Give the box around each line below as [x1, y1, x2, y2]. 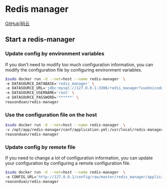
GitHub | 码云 [5, 20, 30, 26]
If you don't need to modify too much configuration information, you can [5, 61, 153, 68]
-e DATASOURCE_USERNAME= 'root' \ [5, 91, 75, 95]
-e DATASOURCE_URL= [5, 86, 46, 91]
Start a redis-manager [5, 35, 76, 44]
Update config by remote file [5, 143, 76, 150]
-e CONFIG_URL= [5, 174, 37, 180]
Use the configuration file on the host [5, 111, 97, 118]
